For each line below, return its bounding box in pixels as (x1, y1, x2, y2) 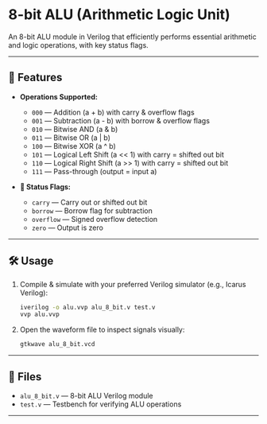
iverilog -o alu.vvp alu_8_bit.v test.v (19, 303, 156, 311)
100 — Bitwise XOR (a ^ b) (31, 141, 117, 150)
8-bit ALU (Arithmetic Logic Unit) (8, 6, 230, 24)
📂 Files (8, 370, 42, 383)
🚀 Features (8, 71, 63, 84)
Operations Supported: (19, 91, 98, 101)
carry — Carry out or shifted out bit (31, 197, 148, 207)
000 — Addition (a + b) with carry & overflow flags (31, 107, 195, 117)
